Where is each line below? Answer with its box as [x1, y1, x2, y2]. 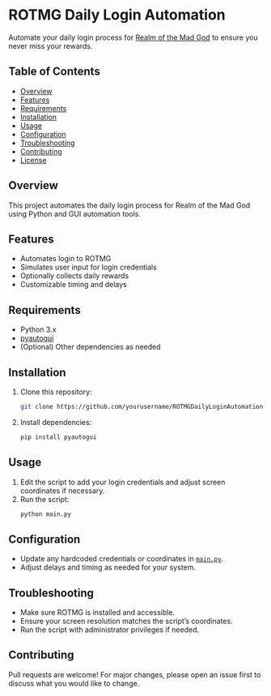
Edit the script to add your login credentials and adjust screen [19, 477, 226, 487]
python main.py [19, 509, 72, 518]
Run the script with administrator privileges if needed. [19, 625, 200, 634]
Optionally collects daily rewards [19, 271, 129, 281]
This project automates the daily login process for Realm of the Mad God [8, 200, 251, 210]
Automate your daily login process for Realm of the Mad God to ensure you [8, 32, 258, 42]
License [19, 155, 47, 165]
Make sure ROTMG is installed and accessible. [19, 608, 176, 617]
